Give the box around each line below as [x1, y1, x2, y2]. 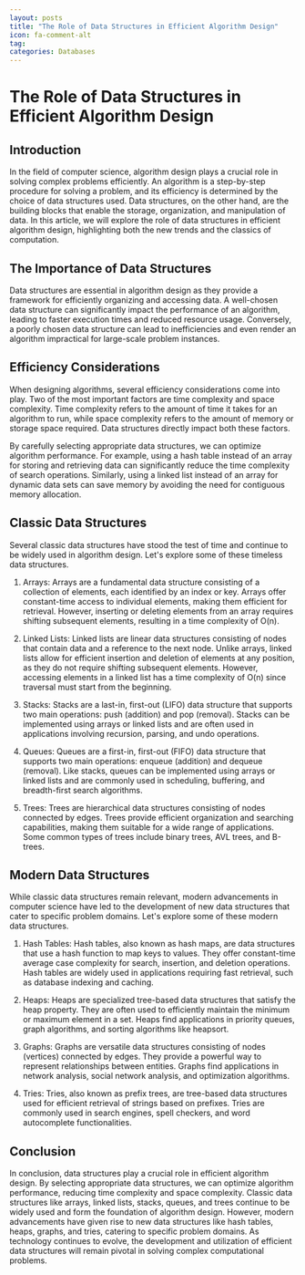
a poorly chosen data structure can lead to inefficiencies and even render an [9, 323, 297, 334]
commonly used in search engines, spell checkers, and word [22, 1107, 250, 1118]
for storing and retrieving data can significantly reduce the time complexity [9, 460, 290, 471]
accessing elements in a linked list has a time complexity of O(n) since [22, 671, 287, 682]
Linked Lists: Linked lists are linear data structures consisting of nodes [22, 633, 287, 644]
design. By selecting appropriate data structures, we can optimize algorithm [9, 1177, 294, 1188]
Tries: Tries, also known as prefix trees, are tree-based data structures [22, 1088, 288, 1099]
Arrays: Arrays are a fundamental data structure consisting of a [22, 576, 260, 587]
